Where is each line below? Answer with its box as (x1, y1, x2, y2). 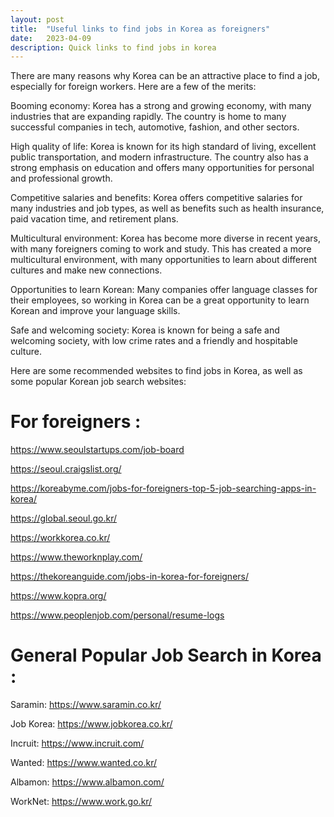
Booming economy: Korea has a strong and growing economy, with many (10, 100, 312, 112)
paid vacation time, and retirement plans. (10, 213, 179, 225)
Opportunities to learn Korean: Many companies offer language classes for (10, 284, 318, 296)
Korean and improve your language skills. (10, 305, 181, 317)
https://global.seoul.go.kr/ (10, 512, 118, 525)
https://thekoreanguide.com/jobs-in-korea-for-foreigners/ (10, 571, 249, 583)
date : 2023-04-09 (10, 33, 92, 43)
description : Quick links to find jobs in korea (10, 42, 217, 53)
